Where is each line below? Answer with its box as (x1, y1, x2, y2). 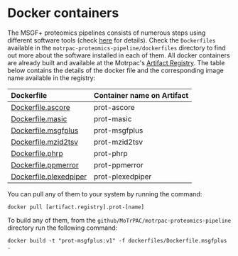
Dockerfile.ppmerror (11, 160, 80, 169)
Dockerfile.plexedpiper (11, 172, 87, 182)
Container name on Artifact (93, 90, 189, 100)
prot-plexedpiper (93, 172, 152, 182)
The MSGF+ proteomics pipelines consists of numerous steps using (7, 28, 206, 37)
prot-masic (93, 113, 132, 123)
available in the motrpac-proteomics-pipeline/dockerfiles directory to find (7, 43, 226, 52)
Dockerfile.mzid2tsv (11, 137, 79, 147)
